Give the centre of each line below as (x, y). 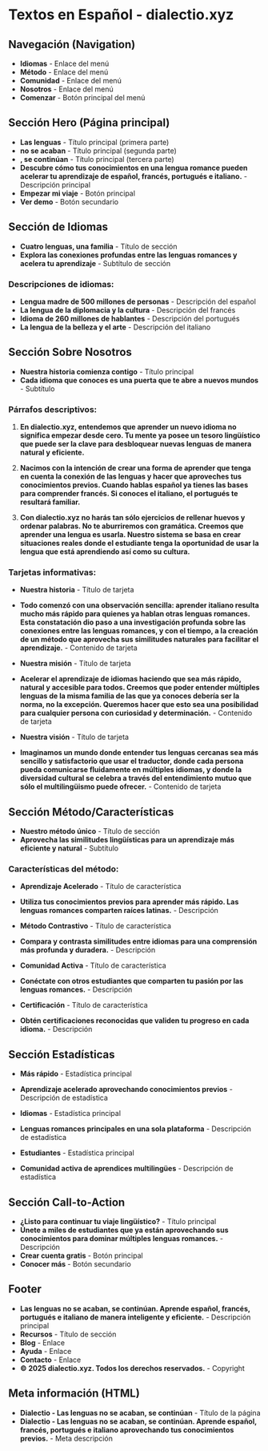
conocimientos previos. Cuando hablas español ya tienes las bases (134, 485)
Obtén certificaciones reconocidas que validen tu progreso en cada (134, 1021)
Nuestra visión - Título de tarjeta (74, 737)
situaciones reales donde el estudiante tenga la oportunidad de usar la (139, 544)
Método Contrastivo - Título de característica (96, 926)
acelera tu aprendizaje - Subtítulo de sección (95, 263)
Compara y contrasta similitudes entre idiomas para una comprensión (138, 942)
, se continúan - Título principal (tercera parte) (97, 159)
